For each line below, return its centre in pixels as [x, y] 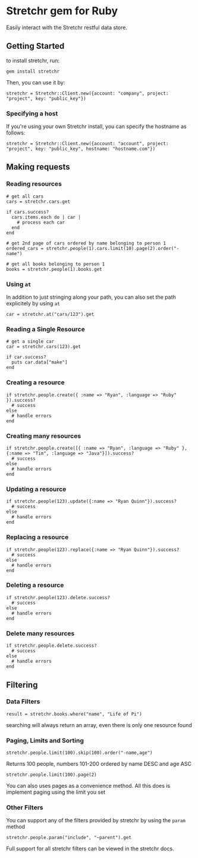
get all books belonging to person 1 [58, 264]
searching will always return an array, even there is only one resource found [99, 725]
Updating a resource [36, 489]
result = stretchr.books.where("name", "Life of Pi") [74, 714]
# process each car [41, 222]
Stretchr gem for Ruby [62, 11]
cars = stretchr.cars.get [38, 201]
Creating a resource [35, 383]
